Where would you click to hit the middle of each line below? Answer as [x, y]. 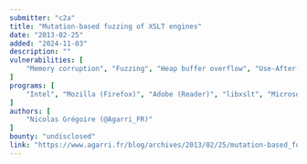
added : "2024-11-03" [49, 43]
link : [20, 145]
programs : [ [32, 86]
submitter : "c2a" [42, 18]
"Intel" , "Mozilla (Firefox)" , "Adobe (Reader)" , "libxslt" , [144, 94]
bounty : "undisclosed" [53, 137]
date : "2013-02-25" [47, 35]
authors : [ [30, 111]
